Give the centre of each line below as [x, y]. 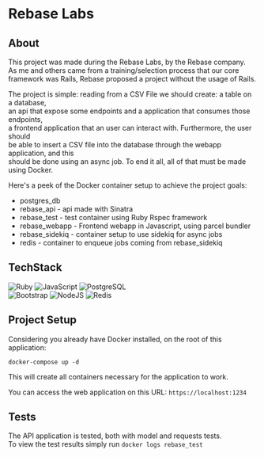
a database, [27, 103]
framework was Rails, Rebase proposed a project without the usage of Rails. [132, 79]
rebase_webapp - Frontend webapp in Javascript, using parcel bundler [135, 226]
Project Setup [43, 320]
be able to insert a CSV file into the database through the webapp [115, 145]
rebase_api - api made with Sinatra [76, 209]
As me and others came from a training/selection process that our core [124, 70]
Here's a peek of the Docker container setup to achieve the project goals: [128, 185]
